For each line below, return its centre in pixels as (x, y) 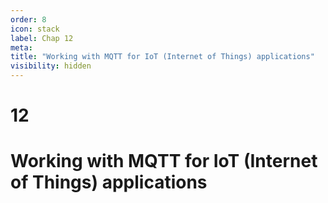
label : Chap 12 (42, 38)
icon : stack (35, 29)
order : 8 (28, 19)
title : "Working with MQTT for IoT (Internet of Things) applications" (162, 57)
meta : (21, 47)
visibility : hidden (51, 66)
